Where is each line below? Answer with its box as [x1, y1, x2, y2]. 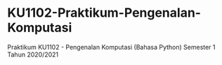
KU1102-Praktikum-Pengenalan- [7, 5, 202, 21]
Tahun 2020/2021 [7, 50, 59, 59]
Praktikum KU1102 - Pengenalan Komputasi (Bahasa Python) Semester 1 [7, 43, 216, 51]
